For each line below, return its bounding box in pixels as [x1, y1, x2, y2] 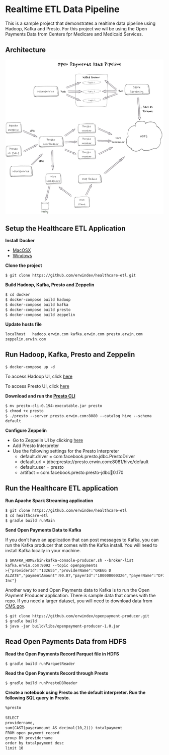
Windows [12, 253, 32, 259]
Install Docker [5, 238, 35, 244]
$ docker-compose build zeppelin [5, 313, 75, 318]
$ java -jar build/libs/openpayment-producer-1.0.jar [5, 624, 121, 629]
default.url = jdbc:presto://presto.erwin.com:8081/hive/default [20, 459, 149, 465]
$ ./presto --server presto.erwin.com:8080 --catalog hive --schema [5, 413, 152, 418]
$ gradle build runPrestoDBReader [5, 680, 78, 686]
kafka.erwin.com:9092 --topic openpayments [5, 563, 98, 568]
